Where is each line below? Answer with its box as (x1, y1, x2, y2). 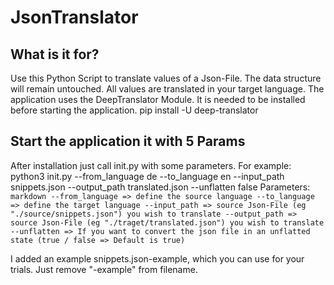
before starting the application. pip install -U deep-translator (10, 104, 259, 116)
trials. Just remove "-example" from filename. (10, 263, 198, 275)
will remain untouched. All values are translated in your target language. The (10, 83, 325, 95)
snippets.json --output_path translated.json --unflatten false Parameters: (10, 181, 311, 193)
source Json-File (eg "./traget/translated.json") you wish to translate (10, 217, 325, 228)
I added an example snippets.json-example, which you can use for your (10, 252, 305, 265)
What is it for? (10, 46, 100, 63)
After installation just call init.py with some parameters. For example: (10, 159, 292, 171)
